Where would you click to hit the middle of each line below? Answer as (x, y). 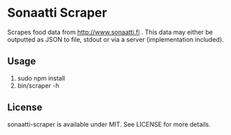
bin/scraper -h (38, 86)
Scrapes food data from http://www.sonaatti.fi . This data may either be (110, 32)
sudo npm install (41, 78)
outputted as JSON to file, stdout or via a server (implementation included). (115, 39)
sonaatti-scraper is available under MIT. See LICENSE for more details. (109, 124)
